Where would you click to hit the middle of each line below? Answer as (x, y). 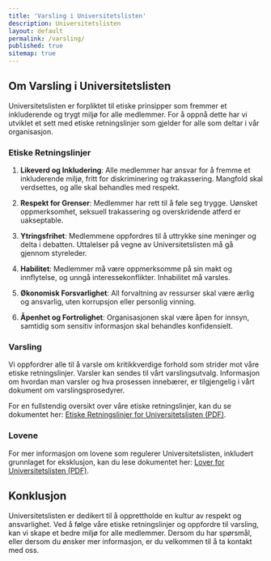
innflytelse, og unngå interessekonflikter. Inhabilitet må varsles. (125, 278)
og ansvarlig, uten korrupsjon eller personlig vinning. (108, 302)
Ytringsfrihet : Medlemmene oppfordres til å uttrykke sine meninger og (138, 236)
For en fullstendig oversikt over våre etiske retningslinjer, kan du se (120, 406)
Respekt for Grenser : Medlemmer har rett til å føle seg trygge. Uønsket (139, 203)
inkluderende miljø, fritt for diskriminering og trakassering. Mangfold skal (141, 179)
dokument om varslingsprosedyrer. (67, 390)
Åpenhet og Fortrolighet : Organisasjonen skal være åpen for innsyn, (135, 317)
